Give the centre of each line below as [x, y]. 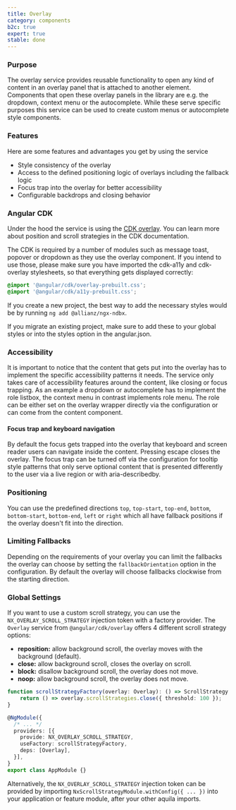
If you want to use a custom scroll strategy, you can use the [94, 613]
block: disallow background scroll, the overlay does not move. [108, 672]
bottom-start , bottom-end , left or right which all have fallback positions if [115, 515]
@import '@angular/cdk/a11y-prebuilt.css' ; [72, 291]
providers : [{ [34, 731]
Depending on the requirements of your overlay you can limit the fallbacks [115, 556]
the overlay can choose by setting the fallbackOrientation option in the [112, 564]
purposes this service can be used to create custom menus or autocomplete [118, 110]
